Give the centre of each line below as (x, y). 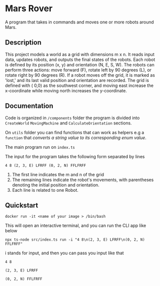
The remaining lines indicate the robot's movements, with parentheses (83, 180)
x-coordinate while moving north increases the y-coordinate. (66, 90)
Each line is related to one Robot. (45, 190)
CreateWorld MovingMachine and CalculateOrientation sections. (69, 123)
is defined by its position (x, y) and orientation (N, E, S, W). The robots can (80, 64)
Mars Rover (29, 9)
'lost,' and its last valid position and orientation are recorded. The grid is (77, 80)
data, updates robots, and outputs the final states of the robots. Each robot (80, 60)
